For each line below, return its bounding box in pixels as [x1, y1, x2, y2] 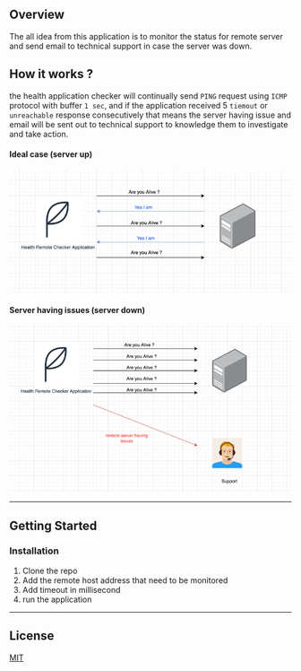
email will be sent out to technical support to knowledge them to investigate [9, 118, 288, 129]
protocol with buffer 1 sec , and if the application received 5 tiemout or [9, 100, 269, 110]
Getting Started [9, 518, 98, 533]
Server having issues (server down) [9, 304, 146, 315]
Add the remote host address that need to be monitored [21, 574, 228, 586]
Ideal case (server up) [9, 149, 92, 160]
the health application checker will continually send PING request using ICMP [9, 90, 288, 101]
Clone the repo [21, 565, 78, 576]
